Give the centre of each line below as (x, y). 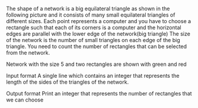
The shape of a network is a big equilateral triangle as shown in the (88, 9)
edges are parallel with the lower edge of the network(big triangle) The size (98, 34)
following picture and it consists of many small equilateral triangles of (91, 15)
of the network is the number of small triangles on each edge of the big (93, 40)
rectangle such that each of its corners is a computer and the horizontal (94, 27)
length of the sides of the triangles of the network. (68, 82)
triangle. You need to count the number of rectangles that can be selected (97, 46)
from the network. (28, 53)
